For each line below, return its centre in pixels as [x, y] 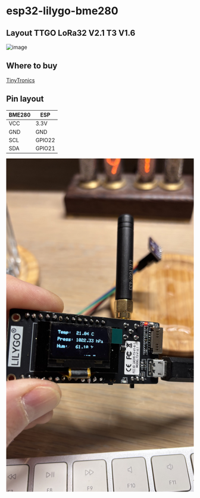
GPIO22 [45, 140]
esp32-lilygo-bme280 [62, 11]
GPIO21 [45, 148]
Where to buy [32, 66]
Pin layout [25, 99]
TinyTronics [21, 80]
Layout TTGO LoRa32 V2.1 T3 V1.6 [71, 33]
